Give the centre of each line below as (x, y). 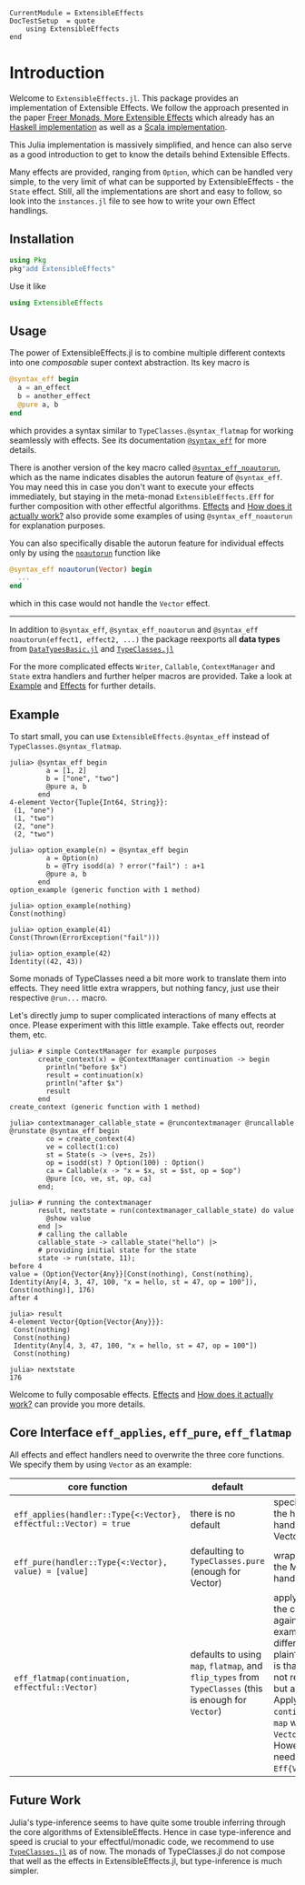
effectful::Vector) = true (72, 1524)
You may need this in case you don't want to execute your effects (132, 486)
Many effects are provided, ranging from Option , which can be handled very (151, 172)
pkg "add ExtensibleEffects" (63, 268)
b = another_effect (54, 396)
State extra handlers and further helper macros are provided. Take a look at (151, 677)
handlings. (29, 210)
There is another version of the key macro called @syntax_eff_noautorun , (145, 467)
